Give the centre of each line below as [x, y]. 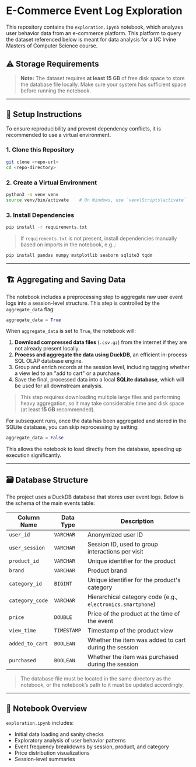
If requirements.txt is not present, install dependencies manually [99, 238]
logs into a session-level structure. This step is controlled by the [83, 303]
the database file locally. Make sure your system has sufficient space [103, 84]
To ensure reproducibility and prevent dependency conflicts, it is [84, 128]
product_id [24, 561]
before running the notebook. [56, 90]
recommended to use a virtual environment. [59, 135]
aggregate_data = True [34, 320]
